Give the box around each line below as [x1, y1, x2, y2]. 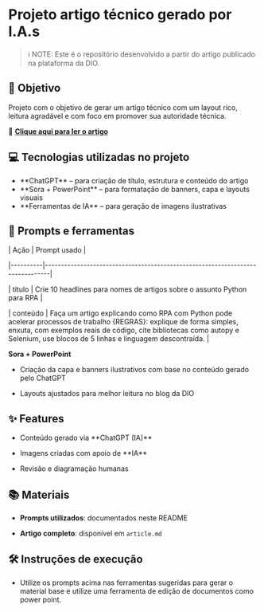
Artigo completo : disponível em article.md [19, 528, 163, 538]
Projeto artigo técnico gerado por [8, 6, 232, 24]
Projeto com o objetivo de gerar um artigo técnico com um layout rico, [8, 102, 239, 112]
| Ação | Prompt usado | [8, 245, 86, 255]
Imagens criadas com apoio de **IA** [19, 449, 148, 458]
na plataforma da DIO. [27, 58, 100, 68]
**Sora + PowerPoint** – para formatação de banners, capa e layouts [19, 184, 250, 194]
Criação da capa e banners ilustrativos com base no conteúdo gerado [19, 365, 249, 375]
